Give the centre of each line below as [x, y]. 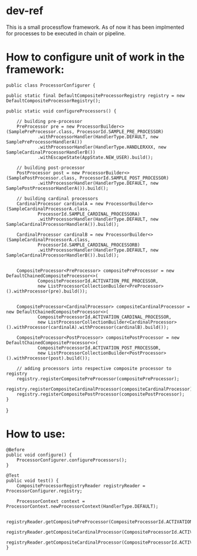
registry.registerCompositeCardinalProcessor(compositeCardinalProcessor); [101, 389]
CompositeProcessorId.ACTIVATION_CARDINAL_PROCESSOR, [104, 317]
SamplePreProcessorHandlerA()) [44, 142]
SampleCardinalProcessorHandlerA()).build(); [62, 224]
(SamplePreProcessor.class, [40, 131]
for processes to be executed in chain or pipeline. [66, 33]
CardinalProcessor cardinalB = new [60, 234]
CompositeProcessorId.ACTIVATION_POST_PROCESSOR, [99, 348]
